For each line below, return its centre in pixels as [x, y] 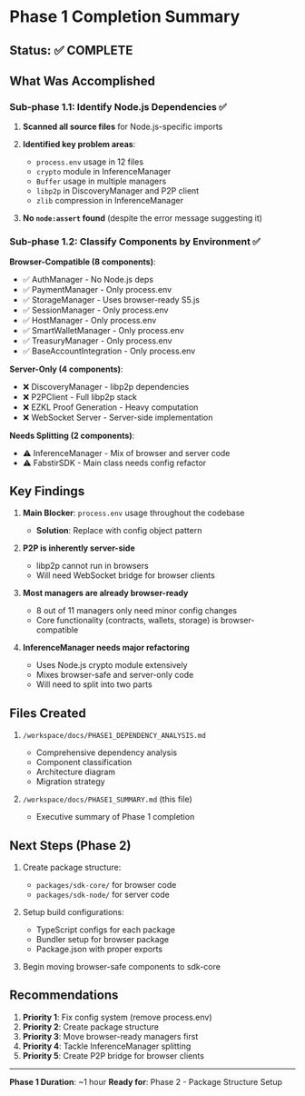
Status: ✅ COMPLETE [71, 50]
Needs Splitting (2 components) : [72, 435]
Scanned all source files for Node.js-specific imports [123, 127]
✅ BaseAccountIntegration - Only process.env [109, 351]
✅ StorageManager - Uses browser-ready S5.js [111, 299]
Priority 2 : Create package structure [90, 1026]
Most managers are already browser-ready [105, 593]
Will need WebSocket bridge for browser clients [125, 575]
